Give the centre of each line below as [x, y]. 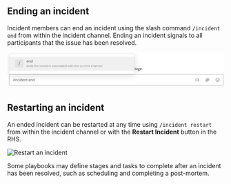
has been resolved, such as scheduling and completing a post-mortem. [108, 173]
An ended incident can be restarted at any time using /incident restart [110, 124]
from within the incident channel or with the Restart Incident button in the [112, 132]
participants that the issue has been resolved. [72, 42]
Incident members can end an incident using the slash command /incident [114, 28]
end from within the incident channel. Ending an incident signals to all [105, 35]
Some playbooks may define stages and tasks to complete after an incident [114, 165]
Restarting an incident [56, 108]
